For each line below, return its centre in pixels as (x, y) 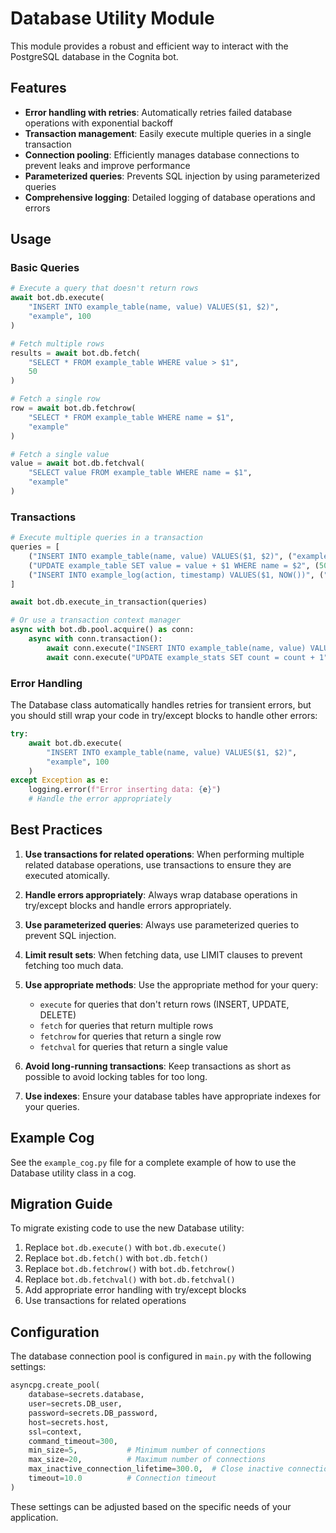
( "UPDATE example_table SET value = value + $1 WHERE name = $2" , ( (174, 565)
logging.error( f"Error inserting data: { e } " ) (125, 790)
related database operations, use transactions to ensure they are (158, 864)
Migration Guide (61, 1204)
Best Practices (56, 830)
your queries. (52, 1106)
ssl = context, (55, 1432)
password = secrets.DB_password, (93, 1413)
